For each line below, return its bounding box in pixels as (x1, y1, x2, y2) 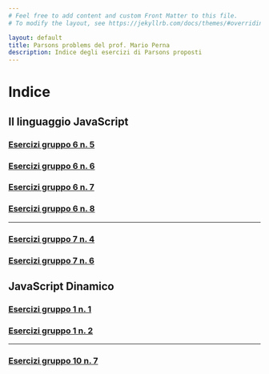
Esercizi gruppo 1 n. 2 (8, 325, 94, 336)
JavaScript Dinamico (8, 279, 114, 293)
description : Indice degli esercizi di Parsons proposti (8, 49, 203, 57)
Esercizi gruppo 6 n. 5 (8, 139, 95, 150)
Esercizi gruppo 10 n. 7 (8, 356, 98, 367)
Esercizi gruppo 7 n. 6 (8, 255, 94, 266)
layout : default (8, 34, 62, 42)
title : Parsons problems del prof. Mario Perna (8, 41, 171, 49)
